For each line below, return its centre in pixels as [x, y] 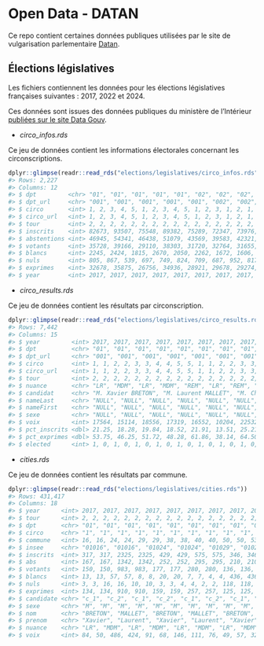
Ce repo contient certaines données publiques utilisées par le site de [119, 35]
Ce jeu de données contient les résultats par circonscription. [106, 305]
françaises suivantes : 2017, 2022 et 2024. [77, 96]
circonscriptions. [35, 158]
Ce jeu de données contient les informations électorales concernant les [124, 150]
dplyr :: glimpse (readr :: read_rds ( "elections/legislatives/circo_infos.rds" [133, 173]
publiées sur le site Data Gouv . [58, 120]
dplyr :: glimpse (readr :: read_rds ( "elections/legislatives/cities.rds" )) [128, 489]
